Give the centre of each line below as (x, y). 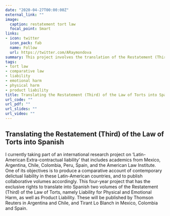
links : (12, 33)
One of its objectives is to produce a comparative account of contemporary (84, 170)
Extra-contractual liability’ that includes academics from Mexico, (94, 160)
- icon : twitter (22, 39)
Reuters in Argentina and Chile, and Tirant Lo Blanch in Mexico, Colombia (81, 203)
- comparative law (25, 71)
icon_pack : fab (26, 43)
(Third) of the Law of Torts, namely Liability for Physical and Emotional (78, 192)
